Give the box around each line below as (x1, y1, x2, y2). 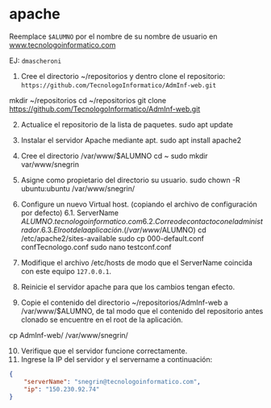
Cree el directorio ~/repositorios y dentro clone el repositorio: (20, 71, 225, 81)
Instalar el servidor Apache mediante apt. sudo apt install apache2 (20, 135, 242, 145)
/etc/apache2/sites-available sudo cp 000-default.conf (20, 233, 205, 243)
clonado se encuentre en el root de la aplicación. (20, 314, 184, 324)
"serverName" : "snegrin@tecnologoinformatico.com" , (23, 377, 201, 385)
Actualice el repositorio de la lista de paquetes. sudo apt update (20, 119, 233, 129)
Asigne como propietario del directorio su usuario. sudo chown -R (20, 175, 240, 185)
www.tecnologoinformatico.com (9, 40, 116, 49)
